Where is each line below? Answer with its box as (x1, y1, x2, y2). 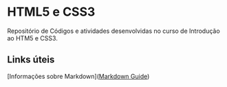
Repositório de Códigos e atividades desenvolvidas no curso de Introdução (7, 27, 220, 35)
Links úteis (7, 54, 55, 66)
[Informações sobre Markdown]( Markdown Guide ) (7, 72, 150, 80)
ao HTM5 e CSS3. (7, 34, 58, 42)
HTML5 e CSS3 (7, 4, 96, 20)
